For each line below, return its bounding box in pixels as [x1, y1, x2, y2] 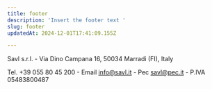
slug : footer [7, 23, 45, 30]
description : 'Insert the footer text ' [7, 17, 127, 24]
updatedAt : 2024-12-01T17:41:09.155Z [7, 29, 117, 37]
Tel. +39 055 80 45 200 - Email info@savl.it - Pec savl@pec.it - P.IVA [7, 68, 206, 76]
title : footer [7, 10, 49, 17]
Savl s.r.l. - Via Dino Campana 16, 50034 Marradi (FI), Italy [7, 55, 174, 63]
